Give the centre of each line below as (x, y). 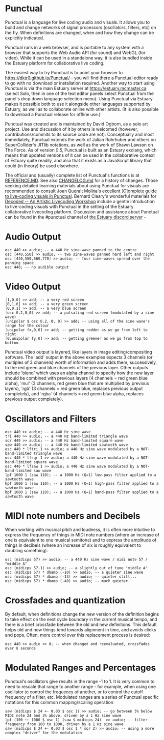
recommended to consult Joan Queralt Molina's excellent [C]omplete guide (81, 191)
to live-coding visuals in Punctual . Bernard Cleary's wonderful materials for (81, 196)
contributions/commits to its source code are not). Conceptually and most (80, 134)
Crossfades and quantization (65, 600)
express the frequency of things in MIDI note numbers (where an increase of (82, 534)
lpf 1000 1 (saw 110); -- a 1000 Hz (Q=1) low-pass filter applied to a (81, 475)
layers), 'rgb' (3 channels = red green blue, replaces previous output (74, 388)
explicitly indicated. (24, 38)
